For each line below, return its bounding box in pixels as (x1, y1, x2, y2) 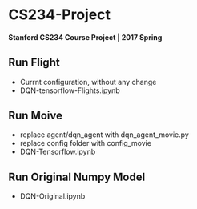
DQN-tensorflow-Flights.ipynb (19, 86, 120, 95)
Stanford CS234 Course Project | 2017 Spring (8, 32, 163, 42)
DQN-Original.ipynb (19, 191, 86, 201)
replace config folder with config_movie (19, 139, 152, 148)
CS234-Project (8, 6, 111, 24)
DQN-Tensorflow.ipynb (19, 147, 96, 157)
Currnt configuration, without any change (19, 77, 157, 86)
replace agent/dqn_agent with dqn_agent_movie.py (19, 130, 190, 139)
